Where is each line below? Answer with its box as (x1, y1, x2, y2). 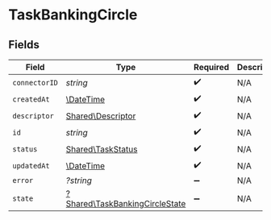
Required (193, 62, 230, 73)
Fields (8, 38, 40, 52)
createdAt (12, 94, 50, 104)
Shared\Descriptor (65, 110, 136, 122)
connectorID (12, 78, 59, 87)
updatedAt (12, 161, 50, 170)
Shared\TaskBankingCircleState (65, 198, 186, 209)
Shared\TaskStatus (65, 143, 138, 155)
